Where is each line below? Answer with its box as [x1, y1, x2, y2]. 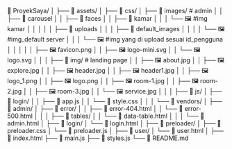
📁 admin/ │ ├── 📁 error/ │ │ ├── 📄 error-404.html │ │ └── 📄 [7, 105, 183, 112]
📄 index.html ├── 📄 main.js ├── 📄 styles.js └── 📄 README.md [7, 134, 189, 142]
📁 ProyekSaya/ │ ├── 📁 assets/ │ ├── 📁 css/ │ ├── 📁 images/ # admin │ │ [7, 7, 224, 15]
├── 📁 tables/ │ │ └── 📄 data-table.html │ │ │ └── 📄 [51, 112, 205, 120]
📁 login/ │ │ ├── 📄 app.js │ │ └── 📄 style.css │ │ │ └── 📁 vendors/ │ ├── [7, 97, 222, 105]
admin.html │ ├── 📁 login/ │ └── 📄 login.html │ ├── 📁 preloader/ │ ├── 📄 [7, 119, 222, 128]
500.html [7, 112, 33, 120]
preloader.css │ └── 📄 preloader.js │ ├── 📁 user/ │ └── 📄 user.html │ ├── [7, 127, 224, 134]
